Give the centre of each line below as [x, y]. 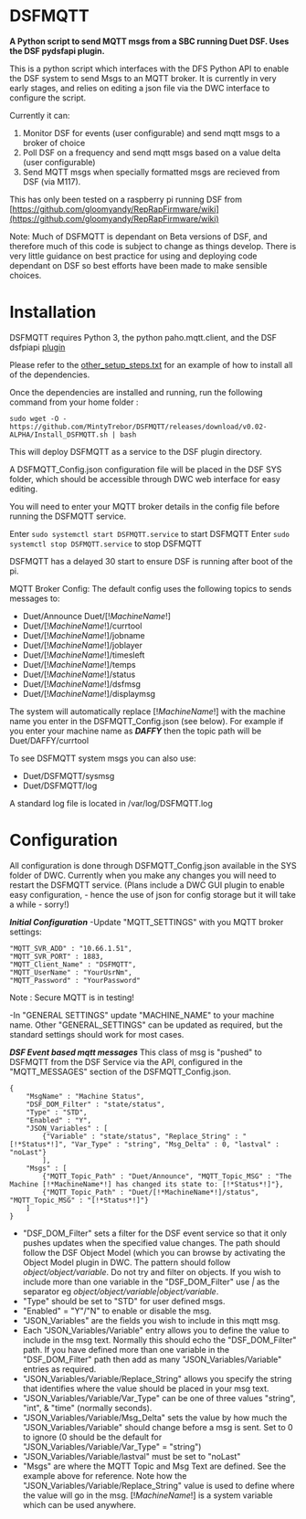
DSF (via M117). [52, 181]
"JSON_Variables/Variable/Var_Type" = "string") [112, 1446]
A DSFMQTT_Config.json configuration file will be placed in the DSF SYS [146, 469]
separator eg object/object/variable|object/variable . [121, 1291]
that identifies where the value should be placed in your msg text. [146, 1388]
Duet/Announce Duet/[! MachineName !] [97, 616]
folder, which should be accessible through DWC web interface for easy [145, 479]
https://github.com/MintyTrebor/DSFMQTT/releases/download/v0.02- [138, 427]
